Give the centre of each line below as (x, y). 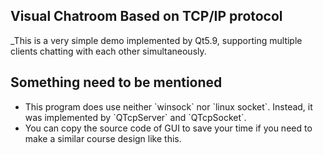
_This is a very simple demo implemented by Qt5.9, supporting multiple (156, 40)
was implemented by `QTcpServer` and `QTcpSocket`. (135, 117)
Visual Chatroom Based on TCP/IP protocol (146, 16)
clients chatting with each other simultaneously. (108, 51)
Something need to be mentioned (116, 82)
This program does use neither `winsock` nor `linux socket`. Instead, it (168, 106)
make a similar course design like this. (103, 138)
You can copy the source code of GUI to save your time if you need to (168, 128)
